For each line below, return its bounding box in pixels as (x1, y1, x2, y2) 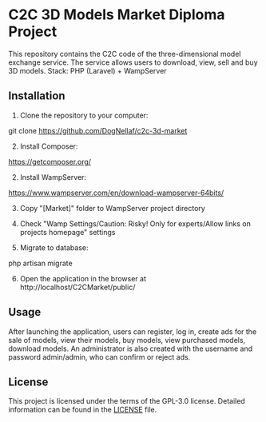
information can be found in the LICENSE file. (8, 405, 157, 415)
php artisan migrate (8, 258, 73, 268)
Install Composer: (19, 141, 78, 151)
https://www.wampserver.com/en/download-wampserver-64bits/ (8, 188, 224, 197)
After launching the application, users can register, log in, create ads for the (8, 326, 257, 336)
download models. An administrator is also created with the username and (8, 344, 253, 353)
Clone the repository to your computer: (19, 110, 149, 120)
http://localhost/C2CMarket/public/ (19, 282, 136, 292)
